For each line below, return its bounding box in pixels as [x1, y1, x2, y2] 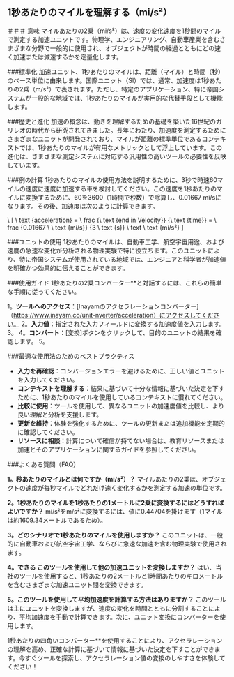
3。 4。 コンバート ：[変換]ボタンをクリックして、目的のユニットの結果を [7, 328, 216, 336]
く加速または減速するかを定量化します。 [7, 52, 123, 61]
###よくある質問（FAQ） [7, 460, 80, 468]
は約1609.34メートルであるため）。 [7, 516, 107, 524]
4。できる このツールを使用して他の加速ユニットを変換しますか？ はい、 [7, 563, 216, 571]
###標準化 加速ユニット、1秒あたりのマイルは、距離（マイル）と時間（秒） [7, 67, 224, 75]
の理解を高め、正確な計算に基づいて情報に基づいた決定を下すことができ [7, 645, 214, 653]
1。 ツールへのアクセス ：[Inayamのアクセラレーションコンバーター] [7, 302, 199, 311]
